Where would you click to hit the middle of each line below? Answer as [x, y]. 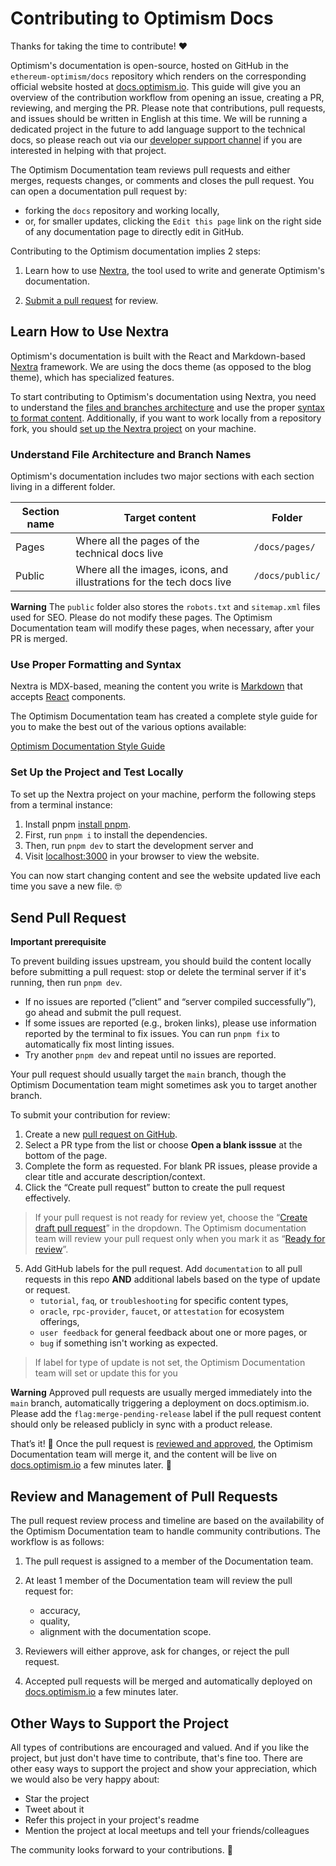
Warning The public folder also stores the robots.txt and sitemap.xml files [165, 607]
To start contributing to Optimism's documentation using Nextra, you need [163, 396]
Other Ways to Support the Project [120, 1723]
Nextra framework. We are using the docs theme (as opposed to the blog [161, 366]
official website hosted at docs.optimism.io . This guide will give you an [155, 86]
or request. [47, 1290]
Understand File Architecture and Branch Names [131, 454]
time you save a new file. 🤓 [66, 886]
